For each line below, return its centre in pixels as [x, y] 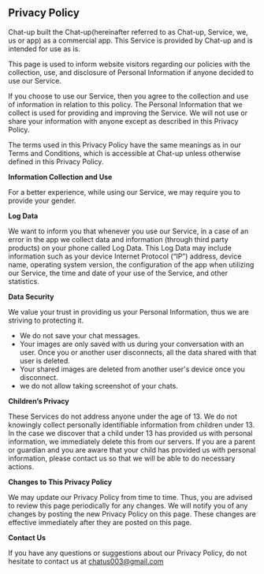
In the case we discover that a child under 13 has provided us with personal [130, 433]
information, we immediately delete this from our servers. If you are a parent [132, 442]
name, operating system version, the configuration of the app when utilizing [131, 264]
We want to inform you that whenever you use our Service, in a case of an [128, 231]
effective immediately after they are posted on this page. [100, 522]
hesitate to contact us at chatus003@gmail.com [86, 561]
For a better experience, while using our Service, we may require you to [124, 192]
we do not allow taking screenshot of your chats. [99, 386]
